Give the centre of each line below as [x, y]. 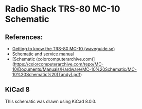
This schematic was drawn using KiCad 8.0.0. [51, 101]
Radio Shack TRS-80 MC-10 [63, 9]
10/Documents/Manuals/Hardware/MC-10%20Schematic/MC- [74, 69]
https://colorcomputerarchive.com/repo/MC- [59, 64]
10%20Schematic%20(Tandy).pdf [46, 74]
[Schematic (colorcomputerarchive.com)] [53, 59]
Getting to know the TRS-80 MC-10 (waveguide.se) [63, 49]
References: [24, 37]
